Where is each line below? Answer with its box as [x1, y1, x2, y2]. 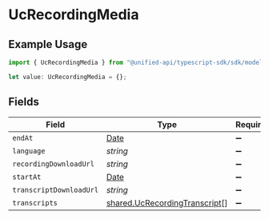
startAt [12, 172, 42, 181]
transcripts [12, 198, 58, 207]
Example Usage [8, 38, 88, 51]
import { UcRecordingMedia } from [8, 58, 124, 66]
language [12, 146, 46, 155]
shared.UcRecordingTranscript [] [106, 197, 228, 209]
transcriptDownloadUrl [12, 185, 98, 194]
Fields [8, 95, 40, 109]
